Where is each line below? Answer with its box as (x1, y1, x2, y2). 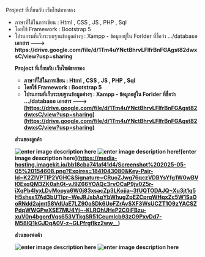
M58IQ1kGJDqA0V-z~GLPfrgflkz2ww (14, 220, 113, 226)
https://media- (78, 154, 117, 162)
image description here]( (14, 154, 80, 162)
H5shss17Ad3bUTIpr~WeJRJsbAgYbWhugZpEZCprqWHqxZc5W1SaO (14, 193, 197, 201)
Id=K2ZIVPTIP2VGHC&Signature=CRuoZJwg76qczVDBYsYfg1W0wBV (14, 174, 199, 181)
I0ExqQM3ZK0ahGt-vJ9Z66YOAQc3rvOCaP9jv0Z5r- (14, 181, 154, 187)
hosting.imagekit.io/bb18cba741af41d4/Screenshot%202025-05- (14, 161, 186, 168)
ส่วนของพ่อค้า (14, 231, 42, 239)
